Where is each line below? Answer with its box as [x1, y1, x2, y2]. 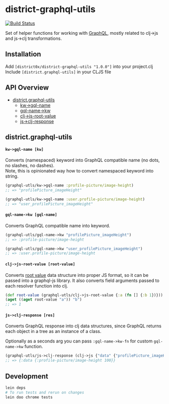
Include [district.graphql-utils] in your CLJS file [5, 69, 112, 75]
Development [5, 372, 49, 380]
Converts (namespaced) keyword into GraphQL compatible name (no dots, [5, 157, 160, 163]
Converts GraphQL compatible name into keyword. [5, 222, 111, 228]
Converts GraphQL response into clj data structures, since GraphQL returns [5, 323, 162, 329]
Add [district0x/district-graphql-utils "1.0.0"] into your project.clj [5, 63, 153, 69]
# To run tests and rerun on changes [5, 390, 84, 395]
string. [5, 173, 19, 180]
